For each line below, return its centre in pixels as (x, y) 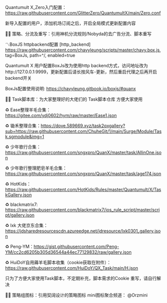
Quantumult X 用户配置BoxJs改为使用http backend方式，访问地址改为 (77, 66)
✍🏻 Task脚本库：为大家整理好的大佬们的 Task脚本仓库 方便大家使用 (74, 99)
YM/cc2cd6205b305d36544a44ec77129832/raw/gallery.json (68, 252)
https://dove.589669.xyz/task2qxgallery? (83, 126)
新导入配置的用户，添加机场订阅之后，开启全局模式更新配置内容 (70, 23)
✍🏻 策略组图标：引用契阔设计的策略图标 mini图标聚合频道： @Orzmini (77, 295)
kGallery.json (19, 195)
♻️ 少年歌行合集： (23, 147)
